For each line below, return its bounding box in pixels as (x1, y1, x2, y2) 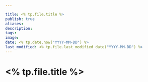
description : (5, 26, 33, 31)
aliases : (5, 21, 24, 26)
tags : (5, 31, 17, 36)
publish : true (5, 16, 35, 22)
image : (5, 35, 19, 40)
